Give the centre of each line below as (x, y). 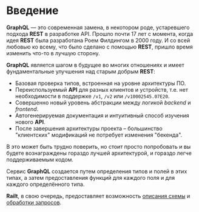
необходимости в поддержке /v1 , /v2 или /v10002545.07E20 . (92, 96)
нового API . (30, 121)
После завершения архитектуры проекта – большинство (89, 128)
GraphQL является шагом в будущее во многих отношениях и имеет (95, 65)
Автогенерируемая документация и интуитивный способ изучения (102, 115)
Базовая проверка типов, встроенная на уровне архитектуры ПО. (100, 83)
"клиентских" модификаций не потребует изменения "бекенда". (99, 135)
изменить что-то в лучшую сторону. (53, 53)
